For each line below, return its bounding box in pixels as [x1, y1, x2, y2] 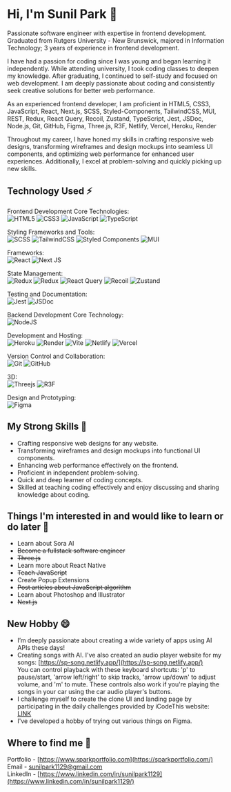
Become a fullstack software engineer [17, 546, 125, 555]
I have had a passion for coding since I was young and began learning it [7, 57, 212, 65]
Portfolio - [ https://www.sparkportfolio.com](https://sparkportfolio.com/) [7, 755, 214, 763]
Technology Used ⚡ [7, 186, 93, 197]
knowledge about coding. [17, 490, 90, 499]
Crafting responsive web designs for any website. [17, 439, 159, 447]
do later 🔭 [7, 521, 50, 533]
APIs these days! [17, 644, 66, 652]
